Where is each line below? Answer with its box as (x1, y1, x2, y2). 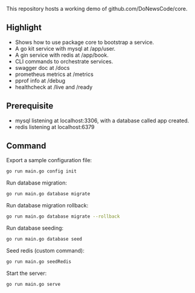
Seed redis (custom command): (6, 247, 85, 254)
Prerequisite (6, 101, 54, 111)
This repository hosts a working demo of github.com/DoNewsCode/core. (6, 5, 188, 12)
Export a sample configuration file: (6, 157, 92, 164)
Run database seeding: (6, 224, 64, 232)
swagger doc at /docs (14, 64, 70, 71)
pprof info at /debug (14, 77, 65, 84)
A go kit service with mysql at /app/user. (14, 45, 116, 52)
